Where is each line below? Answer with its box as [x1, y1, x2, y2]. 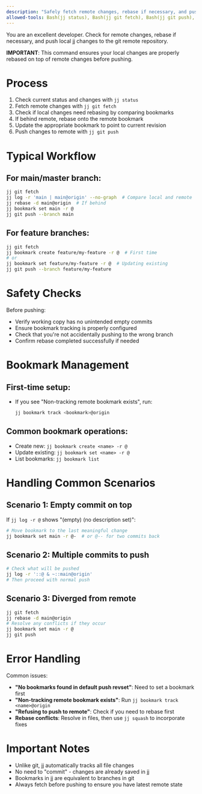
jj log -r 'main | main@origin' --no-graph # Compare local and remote [6, 195, 192, 201]
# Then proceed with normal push [6, 576, 90, 583]
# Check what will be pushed [6, 566, 79, 572]
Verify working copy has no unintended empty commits [14, 318, 153, 325]
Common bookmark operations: [6, 426, 128, 436]
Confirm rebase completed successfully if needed [14, 337, 139, 344]
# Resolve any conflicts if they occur [6, 620, 106, 627]
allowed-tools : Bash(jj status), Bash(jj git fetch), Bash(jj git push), [6, 14, 195, 20]
